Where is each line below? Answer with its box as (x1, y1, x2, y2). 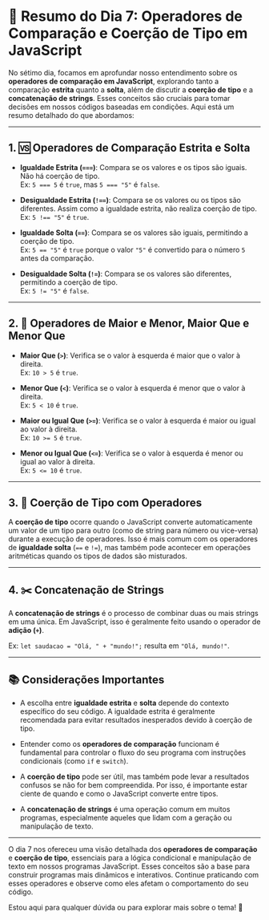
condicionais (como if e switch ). (19, 756, 129, 765)
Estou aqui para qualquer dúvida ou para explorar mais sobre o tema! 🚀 (8, 902, 243, 912)
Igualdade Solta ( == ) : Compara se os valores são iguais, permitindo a (19, 228, 248, 237)
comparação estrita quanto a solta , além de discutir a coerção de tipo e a (8, 84, 254, 95)
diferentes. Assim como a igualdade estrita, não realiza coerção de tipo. (19, 204, 258, 213)
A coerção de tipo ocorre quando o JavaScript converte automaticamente (8, 517, 253, 527)
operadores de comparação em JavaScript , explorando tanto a (8, 76, 219, 86)
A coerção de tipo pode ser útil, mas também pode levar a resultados (19, 772, 250, 781)
